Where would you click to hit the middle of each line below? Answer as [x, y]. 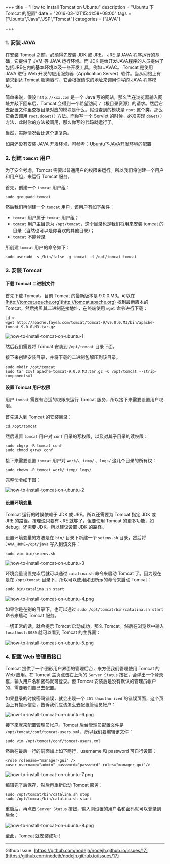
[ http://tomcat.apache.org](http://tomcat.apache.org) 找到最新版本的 [77, 302]
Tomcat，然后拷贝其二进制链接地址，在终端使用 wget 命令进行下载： [76, 308]
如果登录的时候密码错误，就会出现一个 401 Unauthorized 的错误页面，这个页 [84, 698]
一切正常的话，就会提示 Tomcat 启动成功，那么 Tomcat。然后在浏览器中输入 [85, 626]
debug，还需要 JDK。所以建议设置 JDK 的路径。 [56, 527]
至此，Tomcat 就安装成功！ [34, 836]
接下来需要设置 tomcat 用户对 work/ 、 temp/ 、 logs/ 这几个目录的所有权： [81, 460]
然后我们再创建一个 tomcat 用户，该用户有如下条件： [60, 207]
